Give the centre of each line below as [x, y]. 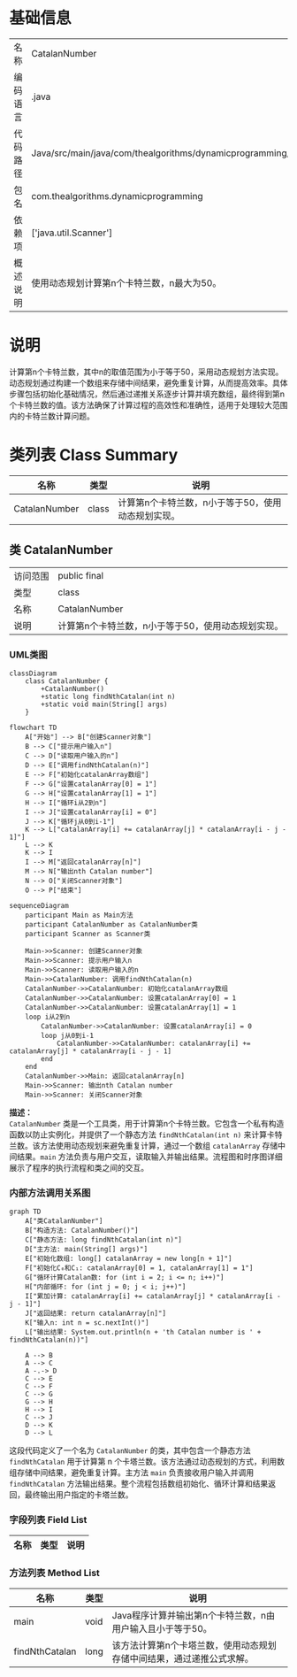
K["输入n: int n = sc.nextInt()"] [87, 1323]
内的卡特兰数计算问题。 [52, 416]
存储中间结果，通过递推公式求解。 [183, 1658]
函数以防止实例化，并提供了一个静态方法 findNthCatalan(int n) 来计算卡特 [146, 1135]
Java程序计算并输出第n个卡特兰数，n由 [194, 1615]
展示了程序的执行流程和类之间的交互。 [79, 1167]
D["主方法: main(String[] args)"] [87, 1250]
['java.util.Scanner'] [72, 233]
